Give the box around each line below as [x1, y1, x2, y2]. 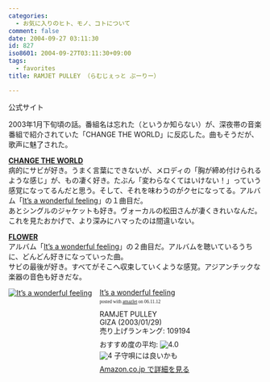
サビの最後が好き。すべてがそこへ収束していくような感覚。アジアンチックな [8, 262, 261, 271]
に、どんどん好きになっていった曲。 [8, 251, 128, 261]
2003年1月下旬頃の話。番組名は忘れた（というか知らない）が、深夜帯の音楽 [8, 119, 262, 129]
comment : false [8, 27, 60, 35]
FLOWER [8, 232, 39, 241]
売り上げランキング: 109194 [99, 326, 191, 336]
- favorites [15, 65, 56, 73]
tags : [8, 57, 27, 65]
